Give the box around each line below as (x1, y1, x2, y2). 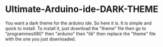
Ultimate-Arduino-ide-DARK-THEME (5, 3, 159, 15)
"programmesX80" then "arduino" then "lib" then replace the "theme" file (5, 30, 156, 36)
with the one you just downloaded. (5, 36, 76, 42)
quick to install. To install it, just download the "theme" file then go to (5, 25, 146, 31)
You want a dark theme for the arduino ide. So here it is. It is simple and (5, 20, 152, 26)
